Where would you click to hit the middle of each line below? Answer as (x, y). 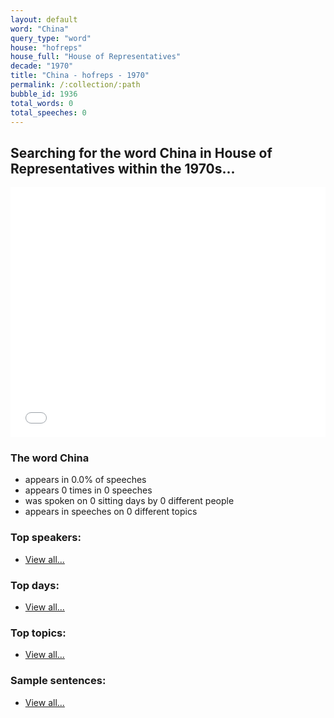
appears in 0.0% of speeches (85, 480)
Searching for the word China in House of (141, 152)
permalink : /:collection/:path (75, 85)
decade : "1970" (42, 66)
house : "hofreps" (46, 47)
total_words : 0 (42, 103)
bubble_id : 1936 (44, 94)
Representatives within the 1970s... (123, 168)
